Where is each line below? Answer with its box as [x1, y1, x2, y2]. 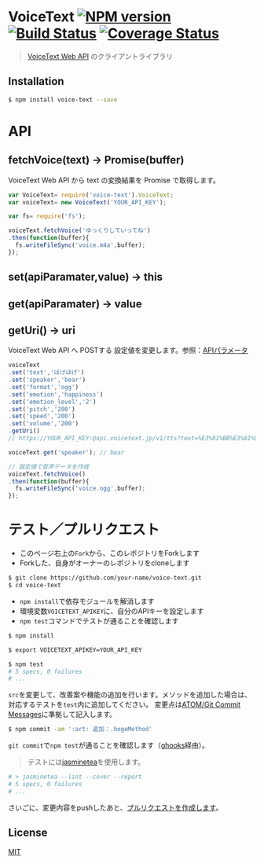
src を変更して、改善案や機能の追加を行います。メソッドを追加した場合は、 [8, 690, 251, 700]
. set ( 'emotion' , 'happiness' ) [8, 390, 104, 399]
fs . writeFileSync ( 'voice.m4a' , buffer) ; [15, 241, 146, 249]
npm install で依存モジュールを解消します [19, 596, 155, 605]
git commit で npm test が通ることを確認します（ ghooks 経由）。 [8, 741, 210, 750]
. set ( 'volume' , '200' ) [8, 420, 79, 428]
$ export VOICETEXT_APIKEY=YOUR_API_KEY [8, 645, 143, 654]
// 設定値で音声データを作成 [8, 462, 90, 471]
